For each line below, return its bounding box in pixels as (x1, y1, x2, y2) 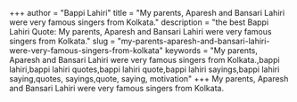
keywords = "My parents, (164, 45, 259, 56)
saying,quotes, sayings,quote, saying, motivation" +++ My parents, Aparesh (9, 74, 289, 83)
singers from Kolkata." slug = (9, 35, 116, 46)
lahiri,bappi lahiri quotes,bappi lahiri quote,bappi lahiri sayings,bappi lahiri (9, 64, 280, 75)
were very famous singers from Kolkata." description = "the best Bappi (9, 17, 269, 27)
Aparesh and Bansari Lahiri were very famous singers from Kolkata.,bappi (9, 55, 280, 65)
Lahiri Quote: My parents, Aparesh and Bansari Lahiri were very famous (9, 27, 272, 36)
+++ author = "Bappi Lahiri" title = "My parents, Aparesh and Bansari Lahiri (9, 8, 285, 18)
